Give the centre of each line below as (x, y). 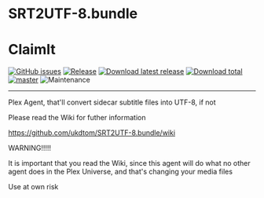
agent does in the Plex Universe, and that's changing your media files (121, 172)
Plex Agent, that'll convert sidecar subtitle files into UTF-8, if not (112, 102)
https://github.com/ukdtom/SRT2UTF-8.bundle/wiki (92, 133)
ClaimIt (32, 50)
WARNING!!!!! (30, 148)
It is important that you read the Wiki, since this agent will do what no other (129, 163)
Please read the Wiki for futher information (77, 118)
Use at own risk (33, 187)
